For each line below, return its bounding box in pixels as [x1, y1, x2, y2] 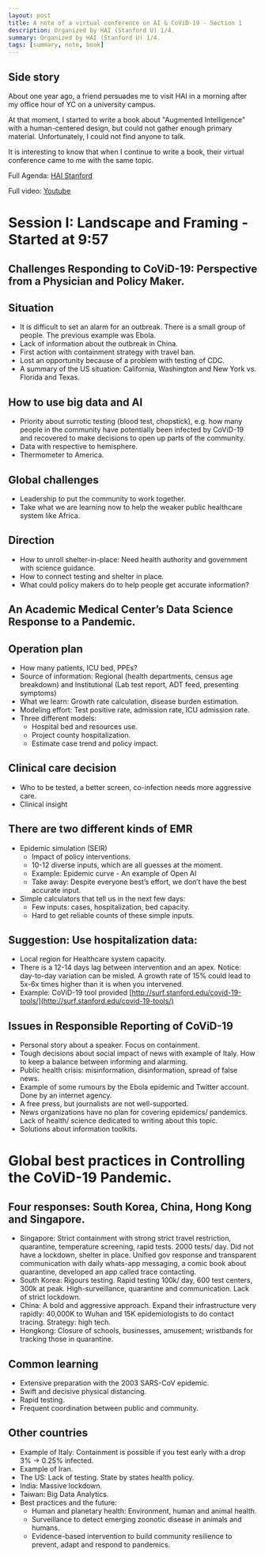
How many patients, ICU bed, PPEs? [19, 663, 138, 672]
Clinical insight [19, 799, 68, 809]
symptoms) [19, 688, 57, 697]
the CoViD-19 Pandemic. [8, 1169, 172, 1187]
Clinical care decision [8, 761, 117, 775]
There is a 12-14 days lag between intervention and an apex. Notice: [19, 962, 241, 973]
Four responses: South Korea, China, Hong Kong [8, 1200, 252, 1214]
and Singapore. [8, 1212, 85, 1226]
